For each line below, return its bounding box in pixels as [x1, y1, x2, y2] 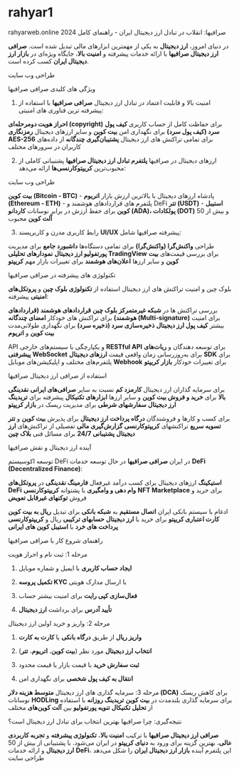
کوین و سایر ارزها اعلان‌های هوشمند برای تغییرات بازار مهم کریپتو [8, 257, 179, 265]
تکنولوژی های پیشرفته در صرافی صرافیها [8, 270, 116, 279]
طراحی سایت [8, 753, 45, 762]
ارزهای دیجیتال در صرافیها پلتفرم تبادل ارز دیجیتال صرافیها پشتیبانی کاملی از [18, 156, 217, 165]
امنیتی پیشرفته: [8, 291, 49, 300]
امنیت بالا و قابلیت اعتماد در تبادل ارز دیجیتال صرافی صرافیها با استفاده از [18, 98, 211, 107]
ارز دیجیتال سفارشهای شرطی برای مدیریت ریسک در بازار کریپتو [8, 400, 176, 408]
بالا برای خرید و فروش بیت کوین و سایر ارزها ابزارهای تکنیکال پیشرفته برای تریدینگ [8, 393, 226, 401]
